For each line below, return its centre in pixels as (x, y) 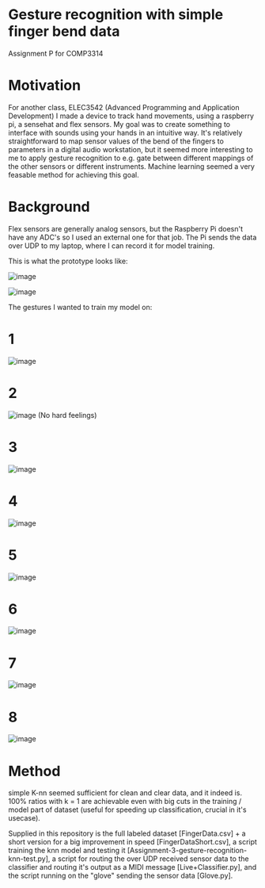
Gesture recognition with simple (116, 15)
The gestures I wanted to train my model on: (80, 307)
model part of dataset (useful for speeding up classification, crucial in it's (127, 810)
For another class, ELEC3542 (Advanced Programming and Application (124, 107)
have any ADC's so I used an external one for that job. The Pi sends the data (132, 237)
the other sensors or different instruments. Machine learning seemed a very (132, 166)
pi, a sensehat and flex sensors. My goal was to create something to (119, 124)
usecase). (25, 818)
